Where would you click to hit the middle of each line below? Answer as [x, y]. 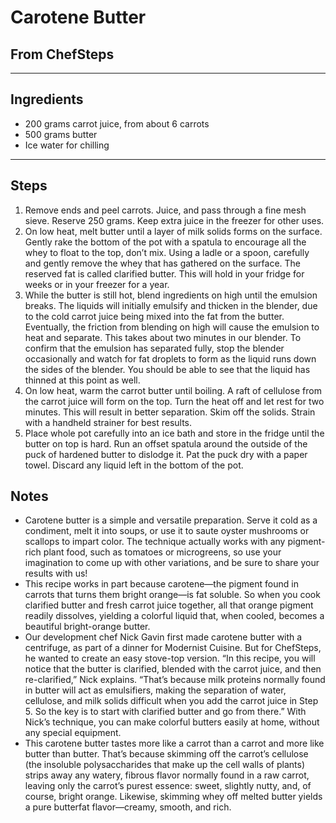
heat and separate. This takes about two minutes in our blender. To [163, 337]
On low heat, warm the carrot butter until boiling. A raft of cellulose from [173, 390]
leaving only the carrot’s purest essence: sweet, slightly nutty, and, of [168, 786]
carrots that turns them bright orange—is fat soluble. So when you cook [172, 595]
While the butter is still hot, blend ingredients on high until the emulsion [171, 295]
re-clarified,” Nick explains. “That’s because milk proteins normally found [175, 680]
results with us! [56, 573]
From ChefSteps [62, 54]
